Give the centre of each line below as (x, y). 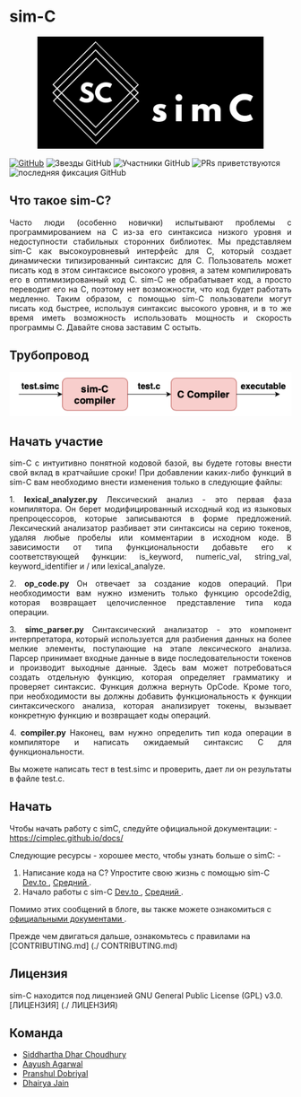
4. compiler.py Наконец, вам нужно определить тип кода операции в (151, 733)
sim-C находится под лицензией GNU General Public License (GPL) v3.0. (146, 995)
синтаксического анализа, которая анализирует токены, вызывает (150, 706)
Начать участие (56, 441)
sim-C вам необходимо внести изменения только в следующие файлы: (146, 483)
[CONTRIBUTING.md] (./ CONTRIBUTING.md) (94, 945)
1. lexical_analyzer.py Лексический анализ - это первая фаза (151, 500)
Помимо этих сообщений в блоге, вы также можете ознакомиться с (140, 909)
